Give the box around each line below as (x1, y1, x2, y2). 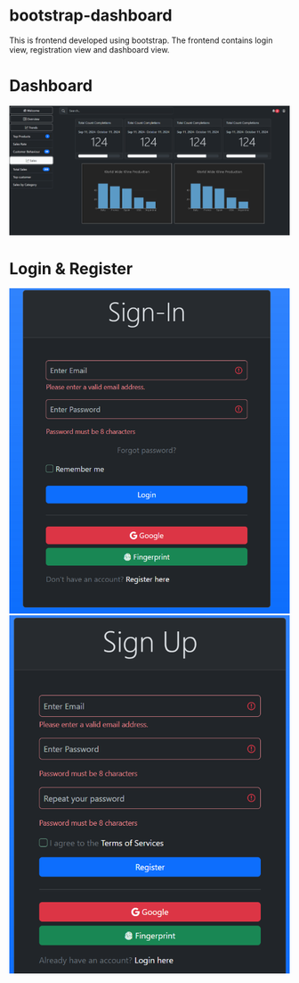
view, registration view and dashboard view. (9, 44, 170, 54)
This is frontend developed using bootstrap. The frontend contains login (9, 35, 273, 46)
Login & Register (9, 258, 133, 279)
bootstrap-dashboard (9, 5, 173, 26)
